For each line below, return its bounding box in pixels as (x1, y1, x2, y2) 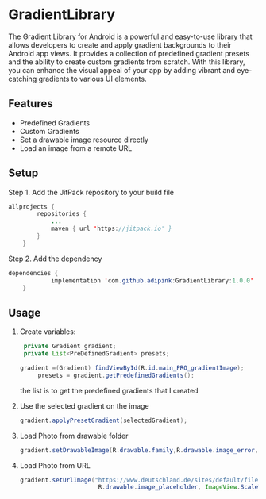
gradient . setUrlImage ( (19, 476, 95, 484)
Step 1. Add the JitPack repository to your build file (8, 187, 175, 197)
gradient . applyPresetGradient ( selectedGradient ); (19, 416, 188, 424)
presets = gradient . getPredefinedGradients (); (37, 371, 195, 379)
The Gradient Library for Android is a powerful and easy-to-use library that (8, 32, 253, 41)
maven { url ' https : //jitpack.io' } (50, 225, 172, 233)
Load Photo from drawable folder (19, 431, 129, 440)
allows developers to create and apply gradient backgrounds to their (8, 40, 232, 49)
